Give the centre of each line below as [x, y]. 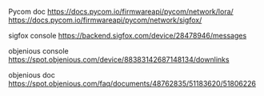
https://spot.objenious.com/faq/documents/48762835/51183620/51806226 [132, 84]
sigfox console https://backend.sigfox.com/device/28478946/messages [128, 36]
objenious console [39, 51]
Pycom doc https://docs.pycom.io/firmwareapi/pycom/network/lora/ [121, 12]
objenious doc [32, 75]
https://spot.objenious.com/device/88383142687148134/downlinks [119, 60]
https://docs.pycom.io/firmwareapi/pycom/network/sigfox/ [105, 20]
